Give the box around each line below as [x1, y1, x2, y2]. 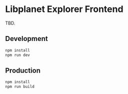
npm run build [5, 84, 35, 89]
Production [5, 66, 41, 74]
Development [5, 34, 48, 43]
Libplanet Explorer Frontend [5, 3, 123, 15]
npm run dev [5, 52, 30, 57]
